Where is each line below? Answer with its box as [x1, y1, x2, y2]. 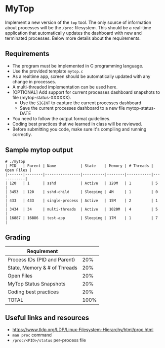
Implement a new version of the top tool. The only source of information [5, 19, 152, 25]
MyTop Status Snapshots [7, 280, 66, 287]
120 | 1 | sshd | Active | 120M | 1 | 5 [9, 181, 158, 186]
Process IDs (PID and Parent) [7, 256, 76, 263]
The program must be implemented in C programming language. [12, 63, 144, 69]
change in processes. [12, 78, 57, 84]
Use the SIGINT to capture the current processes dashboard [19, 100, 142, 106]
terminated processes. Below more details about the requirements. [5, 35, 141, 41]
